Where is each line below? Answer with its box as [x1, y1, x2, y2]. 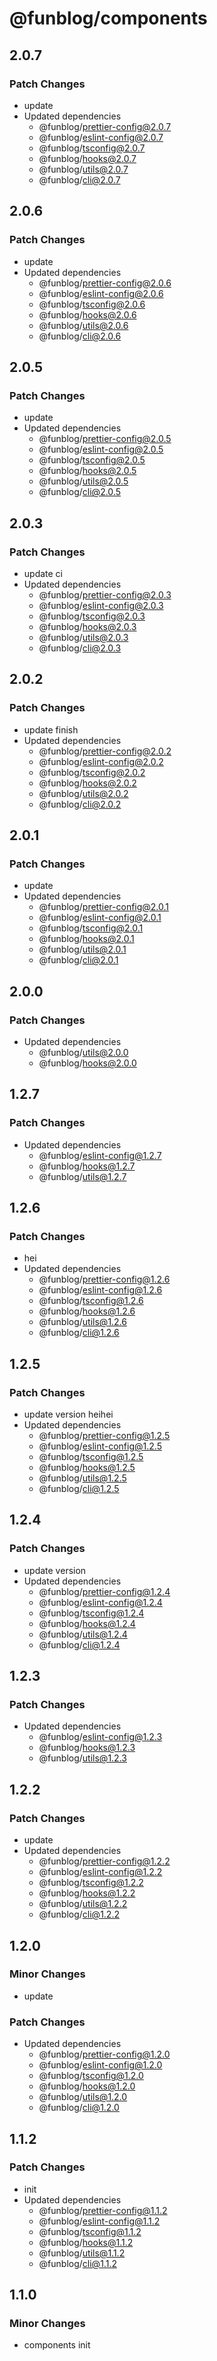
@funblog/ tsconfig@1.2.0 [38, 2070, 144, 2082]
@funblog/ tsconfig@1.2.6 [38, 1295, 144, 1307]
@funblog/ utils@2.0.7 [38, 163, 129, 175]
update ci [23, 567, 64, 579]
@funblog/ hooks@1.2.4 [38, 1617, 136, 1629]
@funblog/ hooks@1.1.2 [38, 2236, 134, 2248]
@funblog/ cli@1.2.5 [38, 1483, 120, 1495]
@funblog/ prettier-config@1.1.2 [38, 2204, 168, 2216]
